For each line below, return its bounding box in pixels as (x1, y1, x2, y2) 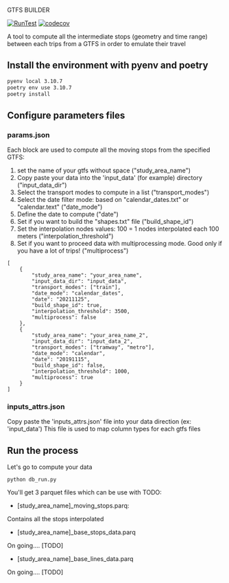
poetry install (7, 91, 51, 98)
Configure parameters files (7, 109, 125, 121)
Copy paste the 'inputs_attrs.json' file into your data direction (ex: (7, 418, 192, 426)
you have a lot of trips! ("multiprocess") (16, 247, 129, 255)
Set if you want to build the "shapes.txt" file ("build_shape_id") (16, 218, 194, 226)
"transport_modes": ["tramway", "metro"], (32, 344, 155, 351)
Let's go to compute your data (7, 463, 93, 471)
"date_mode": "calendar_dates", (32, 290, 125, 297)
